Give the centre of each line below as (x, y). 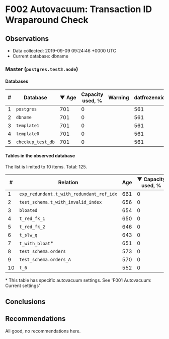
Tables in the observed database (40, 155)
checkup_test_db (35, 142)
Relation (68, 183)
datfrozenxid (150, 98)
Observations (27, 39)
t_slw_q (28, 235)
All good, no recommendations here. (43, 331)
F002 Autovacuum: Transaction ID (79, 9)
